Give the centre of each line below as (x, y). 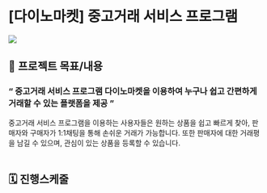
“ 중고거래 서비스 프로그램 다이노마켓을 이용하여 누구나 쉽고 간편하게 (133, 91)
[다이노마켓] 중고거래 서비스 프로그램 (123, 17)
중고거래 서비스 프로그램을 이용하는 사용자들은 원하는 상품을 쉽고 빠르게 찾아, (129, 123)
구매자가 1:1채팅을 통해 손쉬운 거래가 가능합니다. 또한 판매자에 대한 (134, 132)
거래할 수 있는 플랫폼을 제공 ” (61, 103)
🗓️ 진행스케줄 (38, 180)
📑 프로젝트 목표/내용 (56, 67)
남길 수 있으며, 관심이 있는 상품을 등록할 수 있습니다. (98, 143)
